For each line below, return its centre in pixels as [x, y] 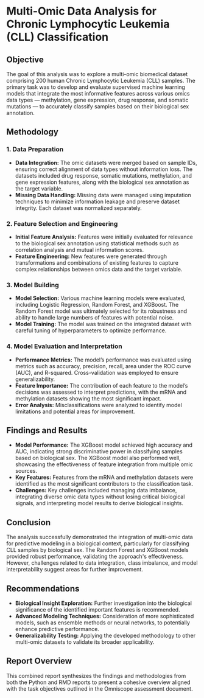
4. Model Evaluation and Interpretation [65, 346]
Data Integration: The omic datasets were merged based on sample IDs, [106, 162]
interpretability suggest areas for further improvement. [75, 570]
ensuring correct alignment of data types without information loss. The [104, 169]
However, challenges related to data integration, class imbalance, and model [102, 563]
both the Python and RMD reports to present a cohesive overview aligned [98, 682]
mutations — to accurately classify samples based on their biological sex [98, 106]
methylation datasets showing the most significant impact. [88, 398]
